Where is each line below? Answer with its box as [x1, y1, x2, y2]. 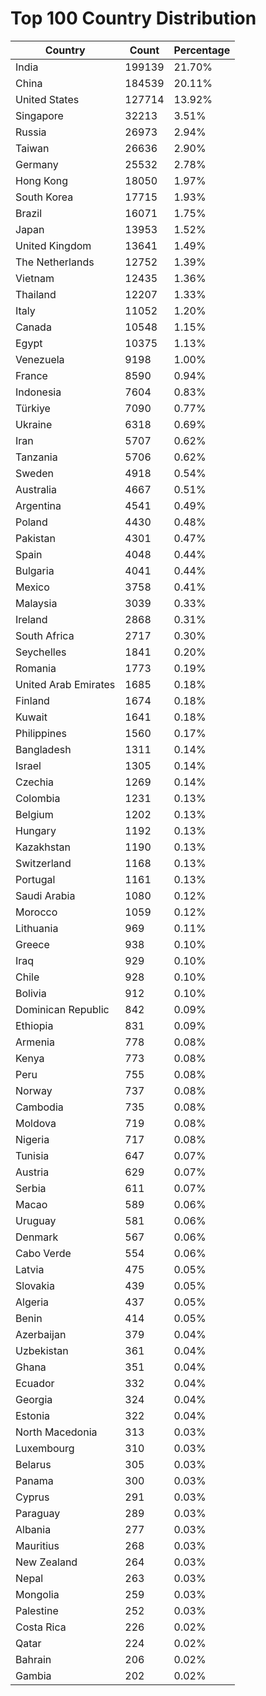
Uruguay [15, 1213, 57, 1227]
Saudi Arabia [15, 888, 76, 902]
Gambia [15, 1668, 52, 1682]
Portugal [15, 872, 56, 886]
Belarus [15, 1457, 52, 1471]
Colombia [15, 791, 61, 805]
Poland [15, 515, 48, 529]
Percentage [173, 43, 231, 57]
